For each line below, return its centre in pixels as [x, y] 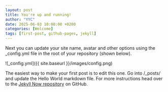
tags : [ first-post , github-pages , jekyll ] [51, 34]
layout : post [19, 10]
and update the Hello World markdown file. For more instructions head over [84, 79]
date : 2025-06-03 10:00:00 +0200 [41, 24]
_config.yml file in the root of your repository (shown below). [69, 53]
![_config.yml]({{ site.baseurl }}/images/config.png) [59, 63]
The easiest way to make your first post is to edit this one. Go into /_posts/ [83, 73]
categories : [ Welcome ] [29, 29]
